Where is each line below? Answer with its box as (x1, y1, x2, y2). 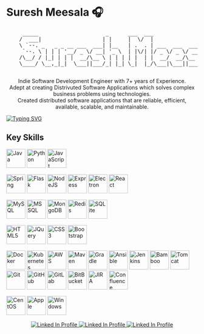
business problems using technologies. (53, 90, 151, 98)
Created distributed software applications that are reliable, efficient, (17, 96, 187, 104)
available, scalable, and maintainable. (55, 103, 149, 110)
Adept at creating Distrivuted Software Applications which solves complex (9, 84, 195, 91)
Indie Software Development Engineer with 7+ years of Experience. (18, 77, 186, 84)
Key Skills (6, 132, 44, 143)
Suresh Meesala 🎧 (6, 5, 104, 19)
